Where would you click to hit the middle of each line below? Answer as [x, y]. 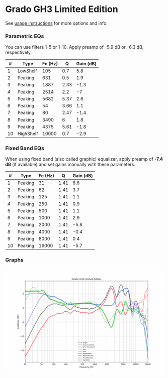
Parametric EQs [25, 36]
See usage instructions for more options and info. [57, 23]
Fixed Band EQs [25, 148]
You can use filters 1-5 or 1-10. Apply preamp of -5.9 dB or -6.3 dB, [74, 47]
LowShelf [27, 71]
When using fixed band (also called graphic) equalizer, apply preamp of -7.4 [84, 159]
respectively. [18, 52]
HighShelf [28, 134]
